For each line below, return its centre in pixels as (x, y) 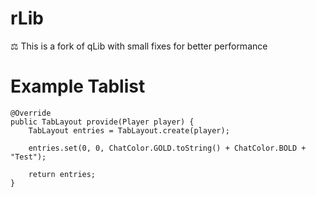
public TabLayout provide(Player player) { (102, 122)
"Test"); (28, 157)
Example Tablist (78, 86)
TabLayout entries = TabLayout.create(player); (129, 130)
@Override (31, 113)
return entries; (62, 174)
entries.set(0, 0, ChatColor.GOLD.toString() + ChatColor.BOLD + (167, 148)
